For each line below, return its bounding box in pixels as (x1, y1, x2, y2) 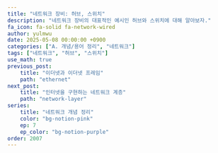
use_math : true (7, 56, 52, 63)
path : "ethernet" (20, 75, 71, 83)
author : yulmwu (7, 30, 52, 37)
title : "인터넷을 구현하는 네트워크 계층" (20, 89, 126, 96)
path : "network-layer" (20, 96, 87, 103)
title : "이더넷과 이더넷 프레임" (20, 69, 104, 76)
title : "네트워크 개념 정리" (20, 109, 94, 116)
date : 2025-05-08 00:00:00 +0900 (7, 37, 106, 44)
